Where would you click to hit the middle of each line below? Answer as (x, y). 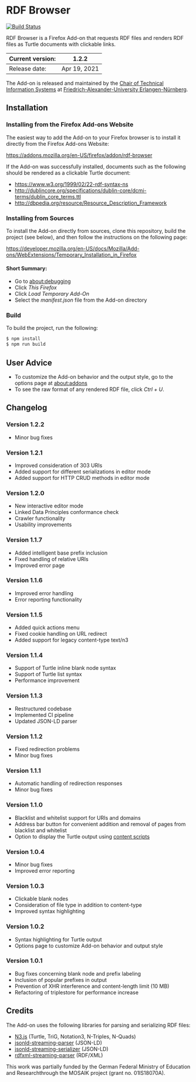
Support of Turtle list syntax (48, 674)
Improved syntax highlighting (50, 911)
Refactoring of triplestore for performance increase (77, 992)
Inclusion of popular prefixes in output (61, 980)
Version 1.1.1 (23, 770)
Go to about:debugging (43, 281)
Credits (20, 1011)
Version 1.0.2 (25, 927)
